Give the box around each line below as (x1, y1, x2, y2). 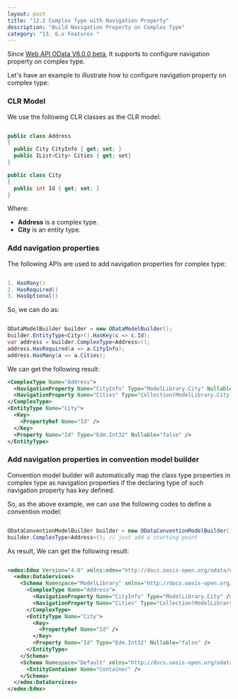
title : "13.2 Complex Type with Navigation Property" (7, 17, 170, 24)
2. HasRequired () (7, 286, 59, 293)
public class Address (7, 132, 72, 139)
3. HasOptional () (7, 293, 59, 300)
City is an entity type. (17, 225, 81, 234)
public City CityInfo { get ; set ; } (13, 146, 122, 153)
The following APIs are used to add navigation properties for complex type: (7, 259, 227, 268)
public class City (7, 171, 62, 178)
